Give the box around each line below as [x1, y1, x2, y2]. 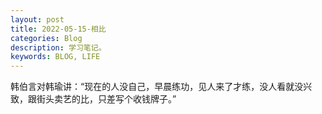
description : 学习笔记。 [10, 42, 107, 53]
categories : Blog [10, 33, 83, 43]
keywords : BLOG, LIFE [10, 52, 101, 62]
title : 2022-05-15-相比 [10, 24, 107, 34]
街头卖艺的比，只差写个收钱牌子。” [36, 93, 177, 105]
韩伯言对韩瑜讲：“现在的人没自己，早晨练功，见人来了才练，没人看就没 [10, 81, 304, 93]
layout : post [10, 14, 65, 25]
